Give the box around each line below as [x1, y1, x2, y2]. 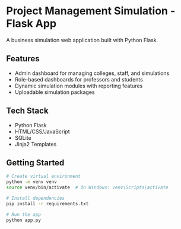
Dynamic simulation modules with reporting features [14, 82, 143, 89]
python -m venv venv [6, 179, 58, 185]
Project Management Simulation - [6, 4, 176, 18]
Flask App [6, 17, 57, 30]
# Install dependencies [6, 195, 65, 201]
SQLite [14, 134, 31, 141]
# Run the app [6, 211, 42, 218]
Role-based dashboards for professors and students [14, 76, 144, 83]
